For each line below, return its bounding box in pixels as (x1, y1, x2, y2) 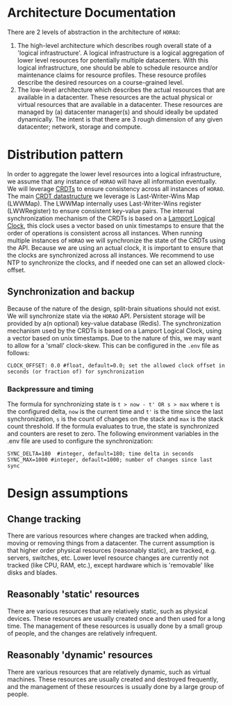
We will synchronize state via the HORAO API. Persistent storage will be (7, 311, 206, 320)
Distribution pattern (7, 147, 124, 163)
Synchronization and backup (7, 286, 135, 298)
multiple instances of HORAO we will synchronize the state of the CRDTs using (7, 236, 226, 244)
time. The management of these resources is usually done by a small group (7, 622, 223, 630)
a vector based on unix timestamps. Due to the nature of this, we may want (7, 333, 222, 342)
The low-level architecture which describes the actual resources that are (17, 85, 226, 94)
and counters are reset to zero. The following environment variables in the (7, 429, 219, 438)
